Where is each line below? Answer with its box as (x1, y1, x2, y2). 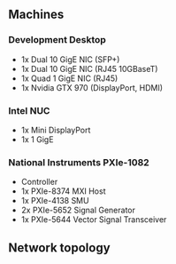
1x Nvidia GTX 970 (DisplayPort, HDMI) (20, 82, 164, 92)
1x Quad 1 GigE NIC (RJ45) (20, 73, 119, 84)
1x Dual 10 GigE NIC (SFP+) (20, 53, 120, 65)
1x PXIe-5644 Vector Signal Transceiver (20, 214, 167, 225)
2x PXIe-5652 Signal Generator (20, 204, 136, 216)
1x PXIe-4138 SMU (20, 196, 89, 206)
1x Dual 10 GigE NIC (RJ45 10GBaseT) (20, 63, 158, 74)
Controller (20, 177, 58, 188)
